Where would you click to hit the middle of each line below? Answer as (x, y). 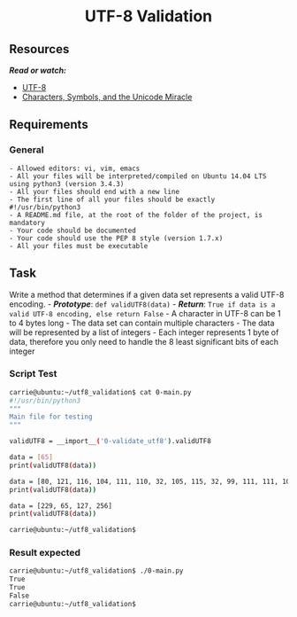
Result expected (45, 553)
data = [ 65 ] (31, 457)
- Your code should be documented (73, 230)
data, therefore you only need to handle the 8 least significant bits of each (144, 341)
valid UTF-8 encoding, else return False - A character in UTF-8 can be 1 (145, 313)
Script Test (33, 374)
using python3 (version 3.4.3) (67, 184)
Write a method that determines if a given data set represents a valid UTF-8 (147, 294)
